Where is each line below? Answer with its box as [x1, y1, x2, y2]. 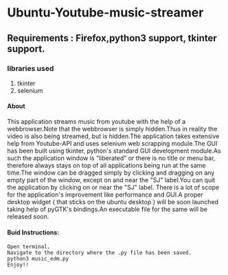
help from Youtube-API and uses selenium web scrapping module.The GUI [7, 140, 218, 148]
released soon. [7, 212, 49, 221]
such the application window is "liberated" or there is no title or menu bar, [7, 154, 216, 162]
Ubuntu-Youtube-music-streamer [7, 5, 204, 21]
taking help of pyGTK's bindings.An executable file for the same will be [7, 205, 208, 214]
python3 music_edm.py [7, 256, 69, 263]
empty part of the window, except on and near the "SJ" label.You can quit [7, 176, 216, 184]
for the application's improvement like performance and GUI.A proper [7, 190, 204, 199]
